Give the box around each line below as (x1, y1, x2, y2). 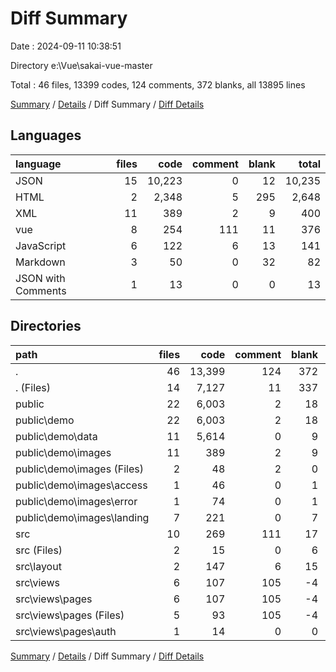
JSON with (15, 271, 66, 285)
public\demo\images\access (15, 478, 148, 492)
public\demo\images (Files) (15, 462, 144, 476)
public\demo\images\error (15, 494, 138, 508)
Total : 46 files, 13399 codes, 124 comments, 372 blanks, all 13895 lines (10, 78, 306, 91)
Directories (10, 318, 82, 335)
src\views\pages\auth (15, 624, 117, 638)
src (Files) (15, 543, 63, 557)
